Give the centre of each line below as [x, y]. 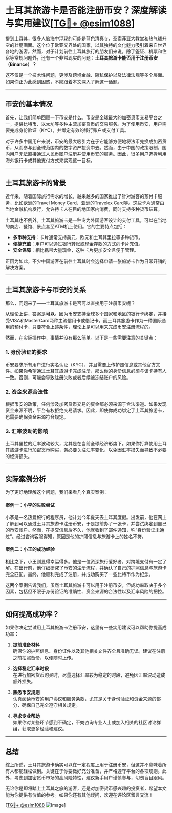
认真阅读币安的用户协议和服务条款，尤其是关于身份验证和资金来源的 [84, 699]
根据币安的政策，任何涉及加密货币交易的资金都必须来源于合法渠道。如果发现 [86, 404]
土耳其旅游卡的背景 [36, 183]
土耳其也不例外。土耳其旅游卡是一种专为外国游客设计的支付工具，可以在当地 [86, 220]
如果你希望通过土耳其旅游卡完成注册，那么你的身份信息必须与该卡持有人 [90, 371]
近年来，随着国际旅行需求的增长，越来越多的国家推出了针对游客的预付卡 [81, 196]
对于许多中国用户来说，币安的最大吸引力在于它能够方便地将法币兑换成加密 [84, 141]
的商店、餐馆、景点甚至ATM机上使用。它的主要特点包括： [66, 226]
